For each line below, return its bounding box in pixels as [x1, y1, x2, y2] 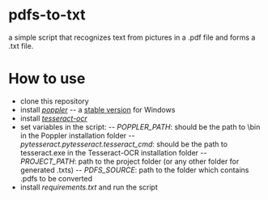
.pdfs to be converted [19, 173, 93, 183]
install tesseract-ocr [19, 113, 87, 123]
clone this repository [19, 96, 89, 106]
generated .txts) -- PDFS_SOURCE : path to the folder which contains [19, 164, 249, 175]
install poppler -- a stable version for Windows [19, 104, 176, 114]
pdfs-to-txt [8, 6, 87, 24]
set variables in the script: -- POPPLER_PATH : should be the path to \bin [19, 121, 261, 131]
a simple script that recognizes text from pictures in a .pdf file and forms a [8, 32, 256, 42]
